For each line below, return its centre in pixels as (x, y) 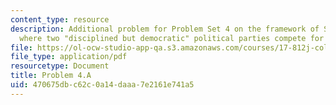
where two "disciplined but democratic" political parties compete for (172, 38)
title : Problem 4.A (51, 76)
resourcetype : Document (60, 66)
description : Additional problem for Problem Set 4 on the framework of (165, 29)
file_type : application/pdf (69, 57)
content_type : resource (60, 19)
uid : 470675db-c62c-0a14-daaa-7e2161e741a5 (102, 85)
